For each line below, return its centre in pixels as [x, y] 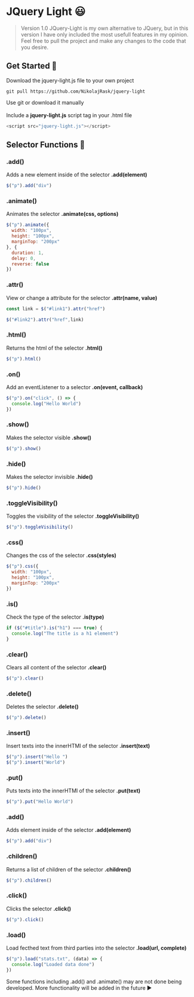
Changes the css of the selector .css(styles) [61, 555]
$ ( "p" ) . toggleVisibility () [40, 527]
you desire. [35, 47]
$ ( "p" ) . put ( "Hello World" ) [40, 802]
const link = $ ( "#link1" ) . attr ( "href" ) [56, 309]
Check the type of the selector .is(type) [55, 617]
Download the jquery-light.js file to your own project [70, 80]
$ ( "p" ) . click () [25, 919]
